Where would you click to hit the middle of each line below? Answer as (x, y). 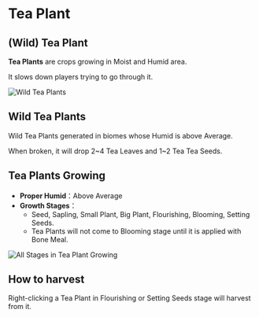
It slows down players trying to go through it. (81, 77)
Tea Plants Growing (57, 176)
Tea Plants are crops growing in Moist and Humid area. (98, 61)
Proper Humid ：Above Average (71, 195)
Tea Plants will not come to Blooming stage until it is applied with (136, 231)
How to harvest (46, 280)
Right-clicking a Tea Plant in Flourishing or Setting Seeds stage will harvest (129, 298)
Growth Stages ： (48, 205)
